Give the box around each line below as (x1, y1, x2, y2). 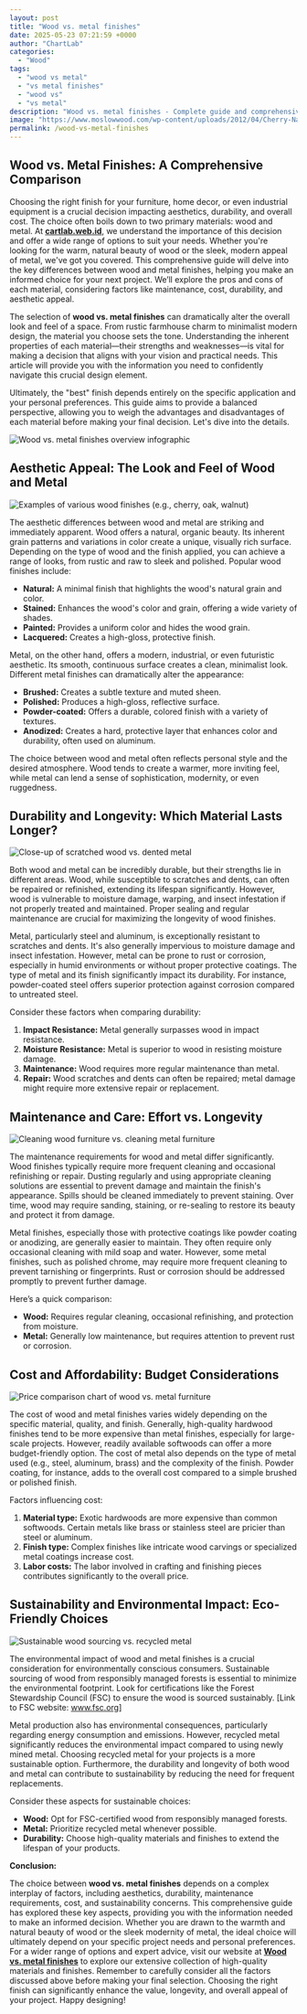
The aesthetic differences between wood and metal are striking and (9, 517, 265, 527)
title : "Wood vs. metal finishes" (9, 22, 142, 31)
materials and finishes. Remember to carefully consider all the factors (9, 1965, 271, 1976)
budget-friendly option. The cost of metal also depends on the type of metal (9, 1448, 297, 1459)
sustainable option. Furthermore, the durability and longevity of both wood (9, 1758, 290, 1769)
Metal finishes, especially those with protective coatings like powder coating (9, 1227, 297, 1239)
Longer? (9, 823, 58, 838)
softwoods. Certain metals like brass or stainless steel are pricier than (22, 1522, 286, 1533)
